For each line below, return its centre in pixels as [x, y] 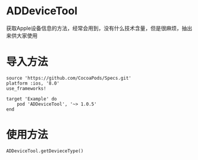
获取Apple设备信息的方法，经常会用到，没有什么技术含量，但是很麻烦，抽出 [99, 28]
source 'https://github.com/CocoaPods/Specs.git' [69, 78]
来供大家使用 [22, 35]
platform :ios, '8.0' [33, 83]
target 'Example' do [32, 99]
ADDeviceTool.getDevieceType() [45, 151]
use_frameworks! [26, 88]
